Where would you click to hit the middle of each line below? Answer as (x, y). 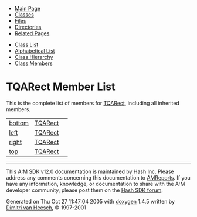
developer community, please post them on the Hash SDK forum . (84, 190)
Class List (26, 44)
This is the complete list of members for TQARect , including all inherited (93, 103)
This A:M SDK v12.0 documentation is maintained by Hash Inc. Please (90, 171)
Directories (28, 27)
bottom (19, 123)
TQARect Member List (61, 87)
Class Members (33, 63)
